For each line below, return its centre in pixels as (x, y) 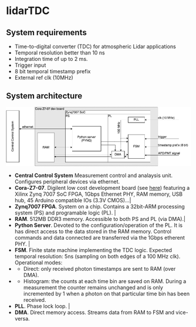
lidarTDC (28, 11)
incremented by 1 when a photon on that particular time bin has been (106, 294)
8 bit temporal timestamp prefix (53, 71)
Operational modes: (38, 263)
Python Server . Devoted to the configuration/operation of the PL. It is (99, 225)
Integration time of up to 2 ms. (51, 59)
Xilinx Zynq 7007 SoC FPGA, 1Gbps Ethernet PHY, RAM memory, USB (99, 194)
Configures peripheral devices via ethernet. (67, 181)
